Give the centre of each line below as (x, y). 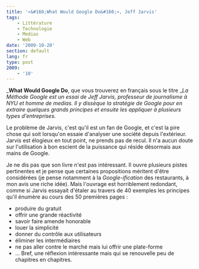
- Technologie (35, 29)
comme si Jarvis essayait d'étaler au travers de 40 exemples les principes (98, 191)
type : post (20, 62)
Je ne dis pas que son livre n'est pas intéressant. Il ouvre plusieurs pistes (97, 165)
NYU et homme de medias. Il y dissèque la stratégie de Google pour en (94, 104)
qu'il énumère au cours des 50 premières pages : (67, 197)
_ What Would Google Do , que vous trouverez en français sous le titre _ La (97, 90)
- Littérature (35, 23)
